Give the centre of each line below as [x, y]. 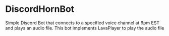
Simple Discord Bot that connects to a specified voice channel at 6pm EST [82, 23]
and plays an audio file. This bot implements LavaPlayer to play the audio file [85, 28]
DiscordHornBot [40, 9]
